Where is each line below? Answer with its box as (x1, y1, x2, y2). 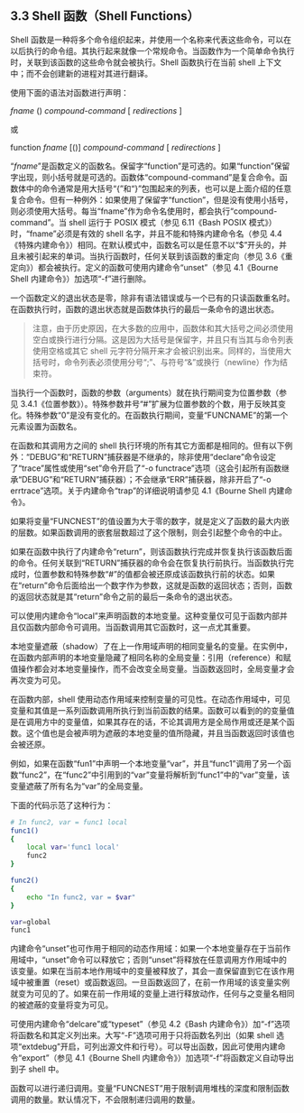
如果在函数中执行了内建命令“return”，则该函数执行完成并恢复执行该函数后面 (10, 546, 292, 556)
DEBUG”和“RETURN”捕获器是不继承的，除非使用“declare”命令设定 (29, 451, 276, 462)
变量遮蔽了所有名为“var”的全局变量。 (10, 780, 148, 791)
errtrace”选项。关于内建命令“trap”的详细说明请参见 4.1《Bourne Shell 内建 (10, 485, 285, 496)
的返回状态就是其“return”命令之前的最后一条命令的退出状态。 (10, 591, 237, 602)
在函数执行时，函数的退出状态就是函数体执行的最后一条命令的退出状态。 (10, 303, 279, 314)
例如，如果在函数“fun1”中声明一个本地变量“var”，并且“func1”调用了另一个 (10, 758, 283, 768)
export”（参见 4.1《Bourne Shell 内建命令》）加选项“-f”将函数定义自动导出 (22, 1053, 294, 1063)
